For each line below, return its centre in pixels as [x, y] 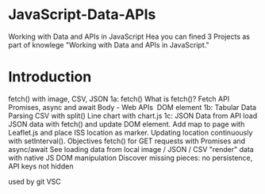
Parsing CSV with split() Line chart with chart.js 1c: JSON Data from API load [133, 116]
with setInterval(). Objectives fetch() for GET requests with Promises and [127, 141]
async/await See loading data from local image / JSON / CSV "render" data [131, 149]
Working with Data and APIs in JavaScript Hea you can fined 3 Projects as [129, 36]
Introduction [50, 77]
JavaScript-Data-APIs [82, 15]
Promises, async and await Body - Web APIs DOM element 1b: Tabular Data [132, 107]
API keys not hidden [41, 166]
